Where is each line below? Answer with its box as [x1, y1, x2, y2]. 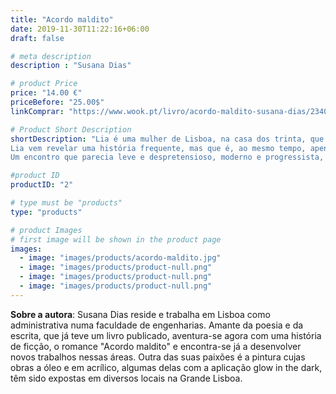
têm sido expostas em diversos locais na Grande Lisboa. [10, 372, 243, 384]
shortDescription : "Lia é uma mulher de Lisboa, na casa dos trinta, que [10, 134, 325, 144]
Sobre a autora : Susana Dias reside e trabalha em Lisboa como [10, 308, 271, 320]
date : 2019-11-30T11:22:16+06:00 [10, 24, 150, 34]
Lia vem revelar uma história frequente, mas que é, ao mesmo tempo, [10, 143, 307, 153]
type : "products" [10, 207, 83, 217]
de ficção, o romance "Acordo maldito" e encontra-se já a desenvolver [10, 340, 302, 352]
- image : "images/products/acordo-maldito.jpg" [19, 253, 222, 263]
